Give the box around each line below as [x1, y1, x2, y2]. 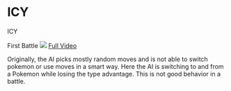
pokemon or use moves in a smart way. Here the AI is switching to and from [7, 62, 224, 70]
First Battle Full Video [7, 41, 77, 49]
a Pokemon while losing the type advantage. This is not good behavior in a [7, 69, 221, 78]
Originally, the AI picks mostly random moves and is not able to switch [7, 55, 209, 63]
